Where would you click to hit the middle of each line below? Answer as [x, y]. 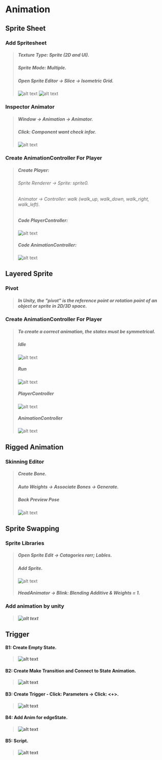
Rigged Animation [34, 447]
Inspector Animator [30, 107]
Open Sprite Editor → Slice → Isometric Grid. [66, 81]
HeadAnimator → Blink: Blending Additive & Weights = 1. [79, 593]
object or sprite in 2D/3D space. [52, 306]
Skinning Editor [25, 462]
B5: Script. [17, 741]
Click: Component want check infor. [57, 132]
